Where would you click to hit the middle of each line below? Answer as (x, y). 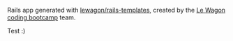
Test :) (16, 31)
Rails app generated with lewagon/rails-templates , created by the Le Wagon (116, 10)
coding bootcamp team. (42, 17)
